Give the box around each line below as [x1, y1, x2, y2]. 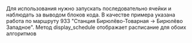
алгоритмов [6, 30, 37, 37]
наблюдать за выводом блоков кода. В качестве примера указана [6, 11, 175, 18]
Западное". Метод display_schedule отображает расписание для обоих [6, 24, 187, 31]
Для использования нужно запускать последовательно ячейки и [6, 5, 172, 12]
